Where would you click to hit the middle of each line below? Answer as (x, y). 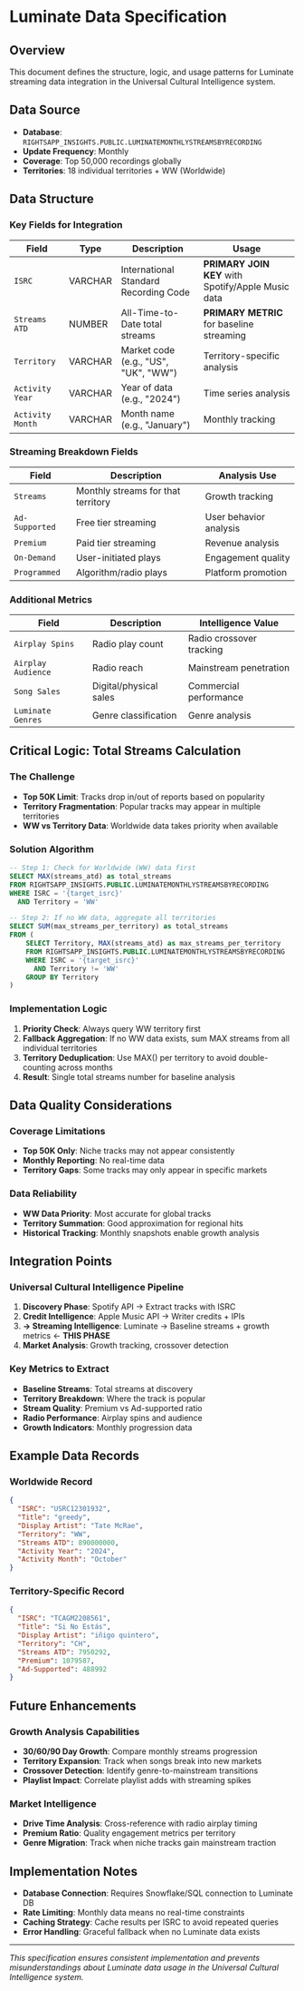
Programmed (37, 572)
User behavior (235, 516)
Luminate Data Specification (119, 17)
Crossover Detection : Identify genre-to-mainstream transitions (140, 1770)
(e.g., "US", (145, 361)
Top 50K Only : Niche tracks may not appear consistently (128, 1151)
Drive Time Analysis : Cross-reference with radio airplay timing (140, 1824)
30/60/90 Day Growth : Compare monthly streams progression (140, 1751)
